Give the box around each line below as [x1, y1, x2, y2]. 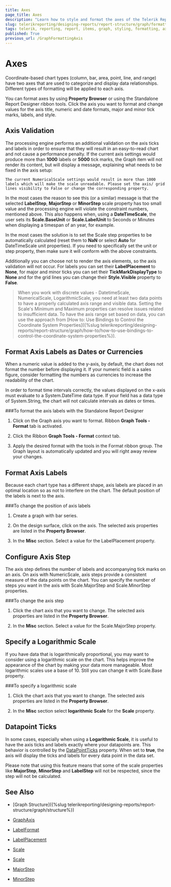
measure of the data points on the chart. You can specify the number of [5, 577, 156, 583]
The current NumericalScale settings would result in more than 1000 [5, 177, 156, 182]
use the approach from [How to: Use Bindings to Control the [17, 317, 144, 323]
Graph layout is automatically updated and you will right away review [12, 448, 157, 454]
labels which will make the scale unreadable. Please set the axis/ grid [5, 181, 165, 187]
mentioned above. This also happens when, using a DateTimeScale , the [5, 211, 156, 217]
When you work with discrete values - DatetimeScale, [17, 289, 131, 296]
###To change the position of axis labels [5, 503, 91, 509]
